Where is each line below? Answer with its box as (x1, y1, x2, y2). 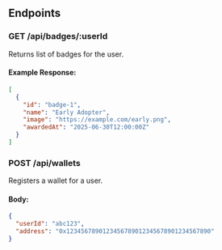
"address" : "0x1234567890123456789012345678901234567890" (15, 227, 216, 235)
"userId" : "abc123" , (15, 220, 85, 228)
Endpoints (8, 6, 61, 20)
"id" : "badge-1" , (23, 100, 82, 108)
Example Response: (8, 68, 77, 78)
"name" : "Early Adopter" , (23, 108, 111, 117)
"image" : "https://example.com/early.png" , (23, 116, 172, 124)
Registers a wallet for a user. (8, 176, 103, 185)
